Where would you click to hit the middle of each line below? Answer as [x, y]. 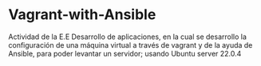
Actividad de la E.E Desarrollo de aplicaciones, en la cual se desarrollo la [128, 37]
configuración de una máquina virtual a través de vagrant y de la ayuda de [130, 45]
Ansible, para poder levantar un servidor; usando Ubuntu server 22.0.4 [125, 53]
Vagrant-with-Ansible [82, 15]
